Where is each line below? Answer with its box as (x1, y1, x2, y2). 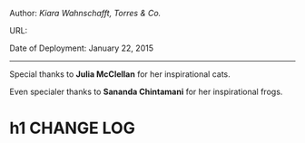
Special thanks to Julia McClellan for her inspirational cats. (9, 69, 231, 80)
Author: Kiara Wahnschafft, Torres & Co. (9, 8, 162, 18)
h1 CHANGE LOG (9, 118, 136, 138)
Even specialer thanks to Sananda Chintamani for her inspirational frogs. (9, 86, 283, 97)
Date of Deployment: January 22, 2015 (9, 43, 154, 53)
